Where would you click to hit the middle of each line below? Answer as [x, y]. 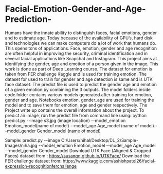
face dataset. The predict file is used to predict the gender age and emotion [81, 84]
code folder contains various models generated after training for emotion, [79, 95]
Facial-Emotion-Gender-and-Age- [75, 9]
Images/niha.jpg [21, 145]
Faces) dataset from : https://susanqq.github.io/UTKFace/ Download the [77, 156]
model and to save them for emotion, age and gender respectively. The [76, 105]
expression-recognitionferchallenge [41, 166]
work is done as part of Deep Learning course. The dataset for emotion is [79, 69]
